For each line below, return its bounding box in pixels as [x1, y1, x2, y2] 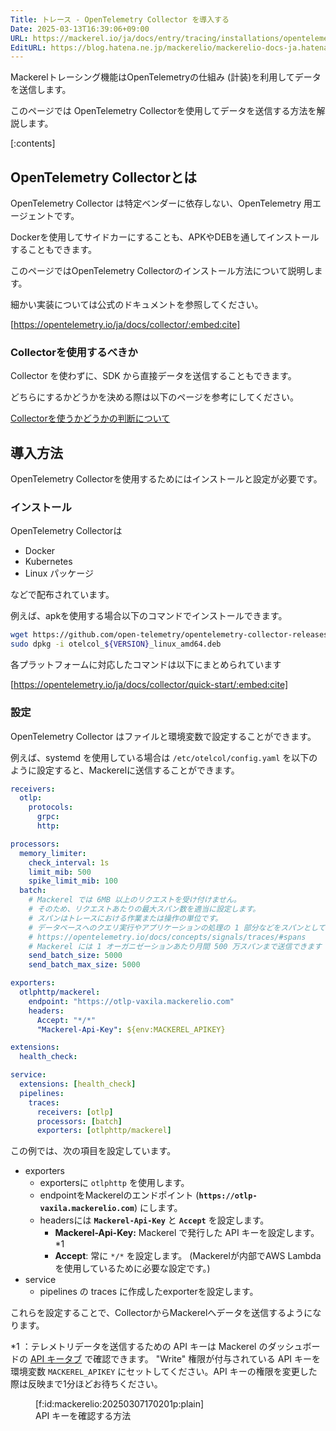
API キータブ [29, 1353, 83, 1365]
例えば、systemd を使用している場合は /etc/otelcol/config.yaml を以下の [10, 751, 318, 763]
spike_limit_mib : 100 [28, 876, 118, 886]
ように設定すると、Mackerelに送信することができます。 [10, 764, 240, 776]
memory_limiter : [19, 848, 87, 858]
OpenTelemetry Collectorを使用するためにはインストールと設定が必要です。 [10, 473, 323, 485]
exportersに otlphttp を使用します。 [39, 1177, 190, 1189]
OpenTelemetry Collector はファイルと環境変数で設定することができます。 [10, 730, 317, 742]
